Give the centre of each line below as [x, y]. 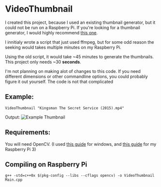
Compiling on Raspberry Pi [46, 164]
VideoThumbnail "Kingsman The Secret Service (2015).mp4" [65, 108]
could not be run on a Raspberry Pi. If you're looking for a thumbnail [73, 27]
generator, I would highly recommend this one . [51, 33]
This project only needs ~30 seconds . [43, 62]
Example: [19, 97]
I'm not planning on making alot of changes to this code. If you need [73, 71]
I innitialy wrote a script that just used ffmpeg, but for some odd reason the [80, 42]
